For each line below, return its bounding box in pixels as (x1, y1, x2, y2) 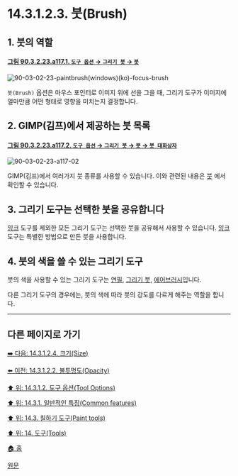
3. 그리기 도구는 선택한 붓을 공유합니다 (7, 203, 164, 216)
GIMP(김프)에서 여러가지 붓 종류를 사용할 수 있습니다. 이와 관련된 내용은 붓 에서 (7, 172, 226, 180)
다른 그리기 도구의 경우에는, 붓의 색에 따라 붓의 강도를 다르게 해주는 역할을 (7, 291, 211, 299)
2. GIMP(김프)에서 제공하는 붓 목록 (7, 120, 151, 132)
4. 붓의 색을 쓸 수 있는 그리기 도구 (7, 255, 143, 267)
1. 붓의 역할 (7, 36, 53, 48)
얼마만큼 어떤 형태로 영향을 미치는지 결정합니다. (7, 96, 138, 106)
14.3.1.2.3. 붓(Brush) (7, 6, 127, 22)
